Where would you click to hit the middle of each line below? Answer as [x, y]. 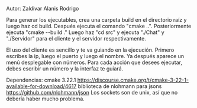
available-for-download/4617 [41, 86]
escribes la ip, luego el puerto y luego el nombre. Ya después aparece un [95, 56]
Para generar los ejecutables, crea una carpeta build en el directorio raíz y [96, 20]
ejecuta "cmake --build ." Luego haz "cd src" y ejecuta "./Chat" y [85, 32]
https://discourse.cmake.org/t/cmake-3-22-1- [133, 80]
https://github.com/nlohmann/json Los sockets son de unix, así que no [92, 92]
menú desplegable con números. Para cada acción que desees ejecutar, [94, 62]
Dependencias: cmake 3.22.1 [41, 80]
